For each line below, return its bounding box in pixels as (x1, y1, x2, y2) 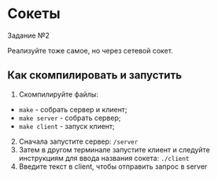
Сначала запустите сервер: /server (18, 137, 139, 146)
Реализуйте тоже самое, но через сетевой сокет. (7, 46, 174, 55)
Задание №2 (7, 31, 50, 40)
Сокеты (7, 5, 61, 23)
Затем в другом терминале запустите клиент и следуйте (18, 144, 210, 154)
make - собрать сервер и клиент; (18, 104, 127, 114)
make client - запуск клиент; (18, 121, 115, 130)
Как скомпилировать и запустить (7, 68, 183, 82)
